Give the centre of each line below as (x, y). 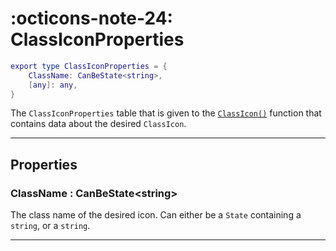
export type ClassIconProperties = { (89, 66)
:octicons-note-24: (91, 18)
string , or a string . (50, 226)
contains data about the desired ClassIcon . (98, 124)
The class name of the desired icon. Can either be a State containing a (156, 215)
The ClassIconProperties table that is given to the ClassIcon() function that (166, 113)
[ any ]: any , (53, 85)
